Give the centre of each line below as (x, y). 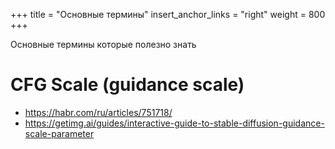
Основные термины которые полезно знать (103, 44)
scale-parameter (59, 133)
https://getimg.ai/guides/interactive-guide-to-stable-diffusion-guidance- (174, 123)
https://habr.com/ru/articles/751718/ (98, 112)
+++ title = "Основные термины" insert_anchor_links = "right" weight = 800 (168, 14)
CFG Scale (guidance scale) (127, 85)
